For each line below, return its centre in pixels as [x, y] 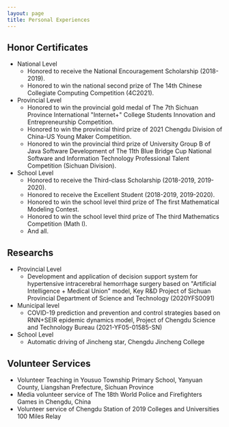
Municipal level [38, 306]
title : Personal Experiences [49, 20]
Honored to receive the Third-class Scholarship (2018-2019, [111, 180]
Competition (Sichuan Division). [72, 166]
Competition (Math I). [57, 224]
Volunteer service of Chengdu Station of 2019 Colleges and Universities [118, 409]
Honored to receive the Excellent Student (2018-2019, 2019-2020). [121, 195]
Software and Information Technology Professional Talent [108, 159]
